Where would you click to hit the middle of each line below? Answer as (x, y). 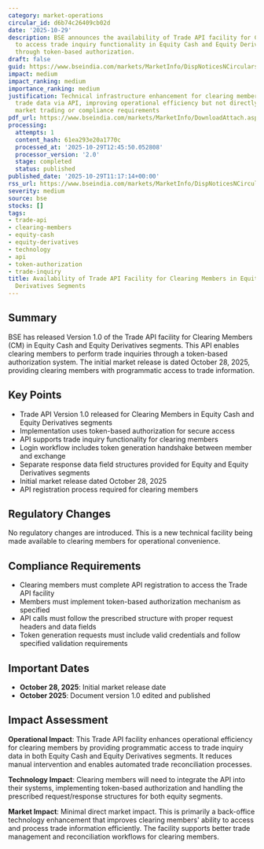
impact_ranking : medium (47, 81)
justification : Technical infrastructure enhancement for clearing (121, 96)
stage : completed (44, 162)
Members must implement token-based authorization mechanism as (130, 602)
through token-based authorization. (75, 52)
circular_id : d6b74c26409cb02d (59, 23)
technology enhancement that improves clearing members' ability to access (131, 820)
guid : (17, 67)
